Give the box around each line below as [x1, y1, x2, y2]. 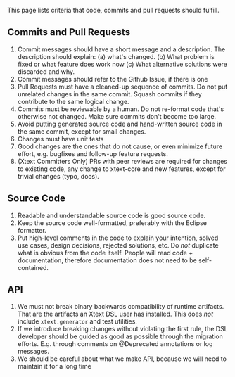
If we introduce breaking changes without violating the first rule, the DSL [17, 325, 229, 333]
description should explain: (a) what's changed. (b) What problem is [17, 52, 215, 60]
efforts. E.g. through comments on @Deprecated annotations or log [17, 340, 213, 348]
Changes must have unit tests [17, 134, 104, 143]
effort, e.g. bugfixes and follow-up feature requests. [17, 149, 169, 158]
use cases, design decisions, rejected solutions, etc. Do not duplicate [17, 241, 220, 249]
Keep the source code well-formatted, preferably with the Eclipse [17, 218, 208, 227]
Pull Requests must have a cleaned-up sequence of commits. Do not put [17, 82, 228, 91]
